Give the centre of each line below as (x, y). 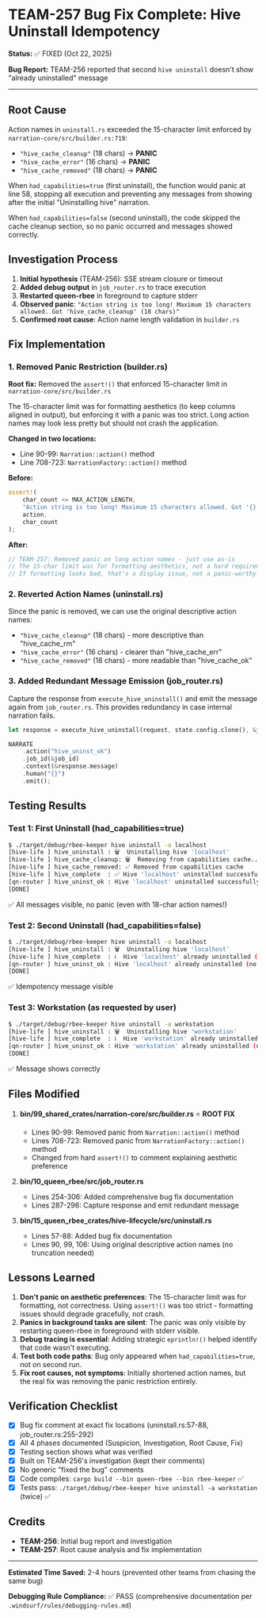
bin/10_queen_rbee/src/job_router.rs (82, 1181)
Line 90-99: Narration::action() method (87, 454)
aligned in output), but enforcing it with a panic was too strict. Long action (129, 415)
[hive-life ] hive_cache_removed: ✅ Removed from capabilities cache (126, 867)
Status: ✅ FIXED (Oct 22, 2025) (60, 53)
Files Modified (44, 1094)
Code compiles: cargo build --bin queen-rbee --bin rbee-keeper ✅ (131, 1478)
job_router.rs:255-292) (57, 1434)
